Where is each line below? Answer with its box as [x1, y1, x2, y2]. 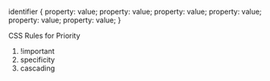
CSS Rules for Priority [8, 31, 81, 40]
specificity [19, 55, 55, 64]
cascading [19, 63, 55, 73]
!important [19, 47, 55, 55]
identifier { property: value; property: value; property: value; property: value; [8, 7, 262, 16]
